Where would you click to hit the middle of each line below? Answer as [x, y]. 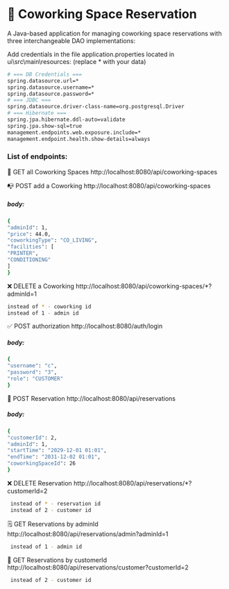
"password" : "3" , [32, 372]
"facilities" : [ [31, 247]
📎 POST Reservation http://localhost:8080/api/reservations [91, 398]
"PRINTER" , [23, 254]
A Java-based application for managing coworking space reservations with [114, 33]
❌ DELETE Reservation [40, 483]
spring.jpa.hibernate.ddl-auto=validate [67, 120]
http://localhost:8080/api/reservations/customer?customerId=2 [98, 567]
